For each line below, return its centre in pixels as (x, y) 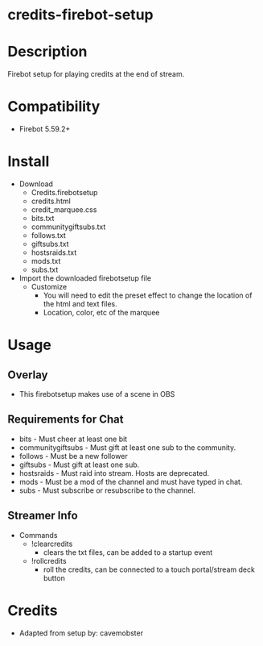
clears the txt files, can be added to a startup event (128, 552)
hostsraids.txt (54, 252)
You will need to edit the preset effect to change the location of (148, 295)
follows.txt (48, 235)
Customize (49, 287)
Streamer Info (43, 516)
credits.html (51, 201)
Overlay (28, 375)
